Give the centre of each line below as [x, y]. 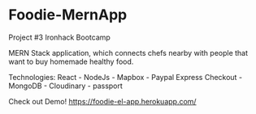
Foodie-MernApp [68, 15]
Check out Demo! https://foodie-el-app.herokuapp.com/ [102, 101]
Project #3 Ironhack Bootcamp [60, 37]
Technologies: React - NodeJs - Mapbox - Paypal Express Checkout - [125, 77]
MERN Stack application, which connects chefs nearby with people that [128, 53]
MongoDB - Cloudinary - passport [66, 86]
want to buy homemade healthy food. [71, 61]
